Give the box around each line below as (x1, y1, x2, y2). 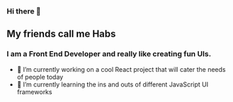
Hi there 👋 (6, 6, 42, 16)
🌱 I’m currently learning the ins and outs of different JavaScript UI (16, 80, 209, 89)
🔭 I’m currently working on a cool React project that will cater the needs (16, 65, 226, 73)
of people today (16, 72, 64, 81)
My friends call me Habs (6, 28, 116, 40)
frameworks (16, 87, 52, 96)
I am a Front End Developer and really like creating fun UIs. (6, 49, 212, 59)
